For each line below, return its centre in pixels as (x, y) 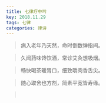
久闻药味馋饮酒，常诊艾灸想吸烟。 (62, 58)
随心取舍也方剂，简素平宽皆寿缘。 (62, 83)
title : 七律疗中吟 (26, 11)
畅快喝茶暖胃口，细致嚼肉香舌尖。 (62, 71)
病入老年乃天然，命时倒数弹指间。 (62, 45)
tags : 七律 (19, 22)
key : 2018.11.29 (26, 17)
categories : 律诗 (26, 28)
